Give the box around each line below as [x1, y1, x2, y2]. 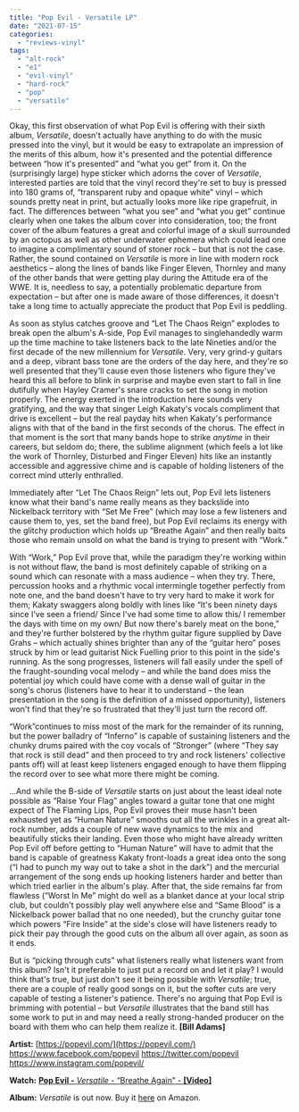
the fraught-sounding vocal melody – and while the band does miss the [9, 666, 271, 677]
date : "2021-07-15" [9, 21, 82, 30]
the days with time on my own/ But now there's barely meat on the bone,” [9, 618, 279, 630]
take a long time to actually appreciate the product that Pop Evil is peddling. [9, 301, 287, 312]
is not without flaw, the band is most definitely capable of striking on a [9, 562, 268, 573]
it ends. [9, 938, 37, 949]
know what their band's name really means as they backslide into [9, 497, 250, 507]
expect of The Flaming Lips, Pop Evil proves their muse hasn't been [9, 805, 257, 815]
